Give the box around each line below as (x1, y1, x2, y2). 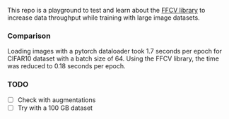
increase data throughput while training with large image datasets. (7, 13, 200, 22)
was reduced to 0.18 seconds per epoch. (7, 62, 126, 70)
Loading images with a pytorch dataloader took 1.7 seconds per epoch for (7, 47, 223, 56)
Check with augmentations (17, 95, 96, 104)
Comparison (7, 31, 51, 41)
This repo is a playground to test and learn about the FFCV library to (7, 6, 206, 14)
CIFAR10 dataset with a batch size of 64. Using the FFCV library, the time (7, 54, 219, 63)
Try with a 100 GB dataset (17, 104, 93, 112)
